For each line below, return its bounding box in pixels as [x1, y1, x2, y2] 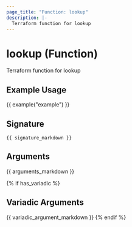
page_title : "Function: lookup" [6, 9, 88, 15]
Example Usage [6, 84, 67, 95]
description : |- [6, 15, 47, 21]
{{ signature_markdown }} [6, 135, 72, 141]
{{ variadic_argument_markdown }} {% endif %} [6, 214, 127, 221]
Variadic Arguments [6, 197, 84, 208]
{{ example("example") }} [6, 101, 70, 108]
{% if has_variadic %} [6, 179, 60, 187]
